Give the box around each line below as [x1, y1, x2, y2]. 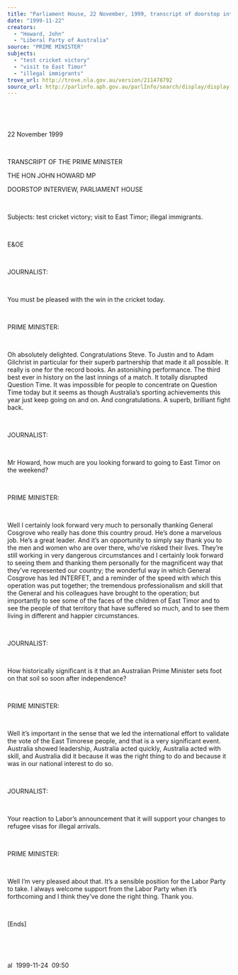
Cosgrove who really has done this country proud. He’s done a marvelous [7, 529, 222, 537]
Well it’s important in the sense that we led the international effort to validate [7, 729, 229, 738]
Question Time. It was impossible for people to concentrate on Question [7, 381, 217, 389]
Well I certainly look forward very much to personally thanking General [7, 521, 213, 529]
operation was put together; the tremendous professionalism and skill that [7, 581, 223, 590]
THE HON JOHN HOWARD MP [7, 171, 96, 180]
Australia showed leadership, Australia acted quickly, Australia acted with [7, 744, 221, 753]
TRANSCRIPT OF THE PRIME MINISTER [7, 158, 123, 166]
